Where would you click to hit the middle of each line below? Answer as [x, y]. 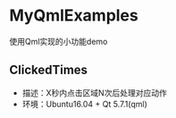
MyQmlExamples [74, 16]
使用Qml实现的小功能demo [59, 41]
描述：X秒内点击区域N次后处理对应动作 [94, 93]
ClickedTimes [48, 70]
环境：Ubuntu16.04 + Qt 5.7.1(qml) [84, 104]
